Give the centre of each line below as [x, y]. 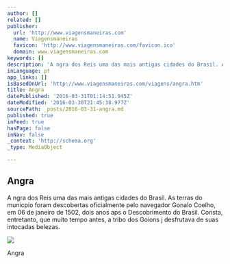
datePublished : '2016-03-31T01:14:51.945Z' [70, 97]
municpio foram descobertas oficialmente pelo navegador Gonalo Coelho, [111, 205]
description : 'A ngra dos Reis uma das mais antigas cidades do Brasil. [113, 64]
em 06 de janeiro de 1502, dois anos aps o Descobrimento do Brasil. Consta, [115, 212]
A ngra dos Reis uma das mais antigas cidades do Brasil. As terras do [105, 197]
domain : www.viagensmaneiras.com [61, 52]
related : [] [24, 20]
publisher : [23, 26]
